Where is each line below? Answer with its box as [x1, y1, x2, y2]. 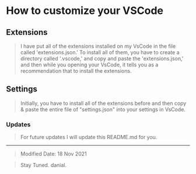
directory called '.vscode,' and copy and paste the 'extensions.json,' [20, 55, 184, 62]
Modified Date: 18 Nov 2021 [20, 150, 87, 158]
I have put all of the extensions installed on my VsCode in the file [20, 42, 176, 49]
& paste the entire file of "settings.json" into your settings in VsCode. [20, 106, 185, 113]
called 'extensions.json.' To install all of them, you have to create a [20, 49, 180, 56]
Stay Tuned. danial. [20, 162, 67, 169]
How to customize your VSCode [6, 4, 164, 17]
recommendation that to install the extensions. [20, 68, 132, 74]
